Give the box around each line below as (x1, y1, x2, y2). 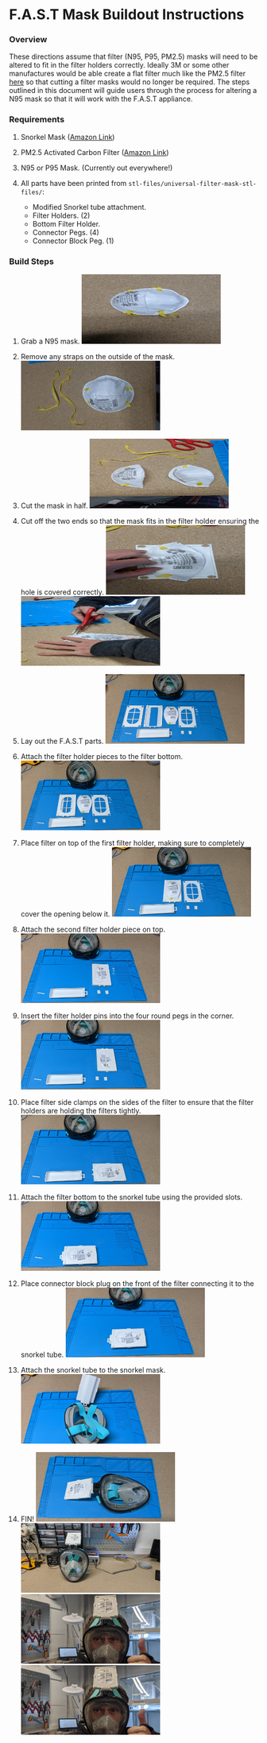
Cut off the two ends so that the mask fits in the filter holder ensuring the (20, 517, 260, 526)
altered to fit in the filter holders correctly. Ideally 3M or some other (9, 60, 230, 70)
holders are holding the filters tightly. (20, 1106, 141, 1116)
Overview (9, 34, 48, 45)
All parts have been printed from (20, 178, 127, 188)
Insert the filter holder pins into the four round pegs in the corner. (20, 1011, 234, 1021)
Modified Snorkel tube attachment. (32, 202, 146, 211)
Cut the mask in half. (20, 501, 88, 510)
